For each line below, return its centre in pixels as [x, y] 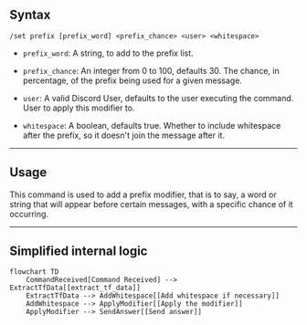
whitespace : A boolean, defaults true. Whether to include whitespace [152, 125]
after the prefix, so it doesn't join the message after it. [124, 135]
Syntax [30, 15]
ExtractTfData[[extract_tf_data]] [75, 288]
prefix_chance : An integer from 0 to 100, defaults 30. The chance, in [151, 70]
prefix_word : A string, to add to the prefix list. [108, 53]
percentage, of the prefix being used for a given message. [132, 80]
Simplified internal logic [79, 252]
